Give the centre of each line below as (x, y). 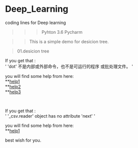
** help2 (13, 86)
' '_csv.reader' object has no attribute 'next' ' (50, 116)
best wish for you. (23, 140)
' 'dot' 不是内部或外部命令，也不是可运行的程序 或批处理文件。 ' (69, 66)
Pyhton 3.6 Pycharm (62, 32)
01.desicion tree (33, 51)
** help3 (13, 92)
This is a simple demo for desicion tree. (69, 41)
